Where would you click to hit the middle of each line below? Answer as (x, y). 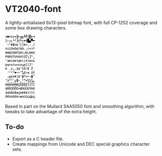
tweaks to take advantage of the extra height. (51, 111)
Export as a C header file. (38, 139)
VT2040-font (33, 9)
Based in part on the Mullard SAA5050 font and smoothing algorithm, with (80, 106)
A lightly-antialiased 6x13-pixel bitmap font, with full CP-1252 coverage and (81, 23)
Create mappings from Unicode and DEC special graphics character (81, 144)
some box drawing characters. (36, 27)
